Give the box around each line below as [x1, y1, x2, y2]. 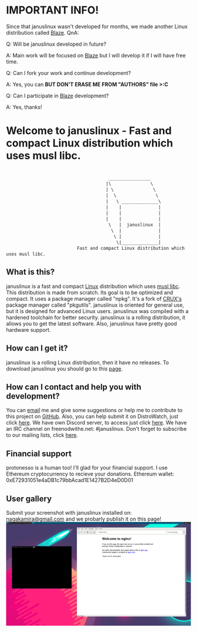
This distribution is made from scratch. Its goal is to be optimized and [6, 288, 174, 296]
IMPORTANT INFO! [6, 4, 99, 17]
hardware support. [6, 326, 51, 333]
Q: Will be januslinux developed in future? [6, 40, 107, 47]
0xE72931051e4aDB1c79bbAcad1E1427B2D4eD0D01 [6, 477, 134, 484]
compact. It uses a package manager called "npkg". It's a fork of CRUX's [6, 295, 182, 302]
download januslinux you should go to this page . [6, 365, 123, 372]
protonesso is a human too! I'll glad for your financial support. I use [6, 464, 168, 471]
